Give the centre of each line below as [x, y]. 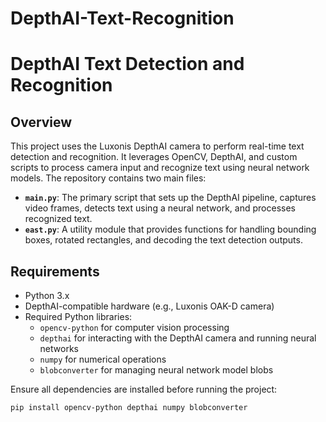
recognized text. [58, 219]
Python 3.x [47, 295]
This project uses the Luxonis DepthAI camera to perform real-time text [157, 146]
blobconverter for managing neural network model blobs [156, 370]
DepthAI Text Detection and [127, 64]
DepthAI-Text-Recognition [122, 18]
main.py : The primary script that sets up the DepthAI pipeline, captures [170, 198]
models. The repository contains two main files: [108, 178]
